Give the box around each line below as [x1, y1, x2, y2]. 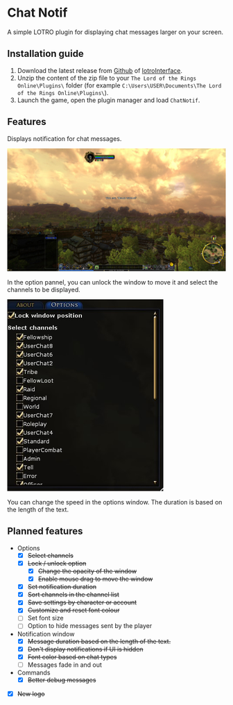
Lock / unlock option [27, 559, 87, 567]
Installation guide [7, 48, 85, 60]
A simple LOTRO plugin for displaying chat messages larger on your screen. [7, 28, 224, 36]
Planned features [7, 525, 83, 537]
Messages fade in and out [27, 661, 103, 669]
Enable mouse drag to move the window [37, 575, 153, 584]
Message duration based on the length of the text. [27, 637, 171, 645]
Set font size [27, 614, 64, 622]
